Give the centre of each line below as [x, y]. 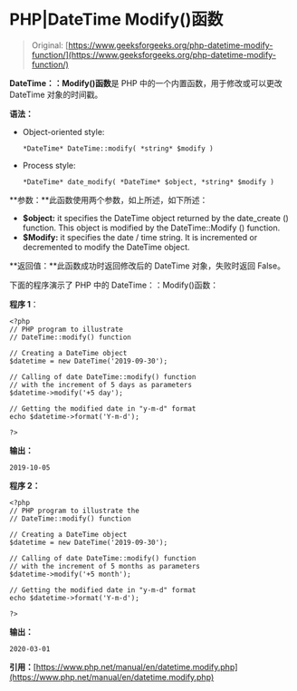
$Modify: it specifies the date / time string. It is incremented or [140, 237]
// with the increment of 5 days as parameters [101, 384]
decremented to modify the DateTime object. [106, 247]
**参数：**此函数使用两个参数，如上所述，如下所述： [109, 200]
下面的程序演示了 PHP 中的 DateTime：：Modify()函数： [114, 285]
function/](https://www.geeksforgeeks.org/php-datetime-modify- [153, 54]
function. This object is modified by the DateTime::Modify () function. [151, 228]
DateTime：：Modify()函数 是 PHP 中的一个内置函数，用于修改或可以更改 [146, 83]
